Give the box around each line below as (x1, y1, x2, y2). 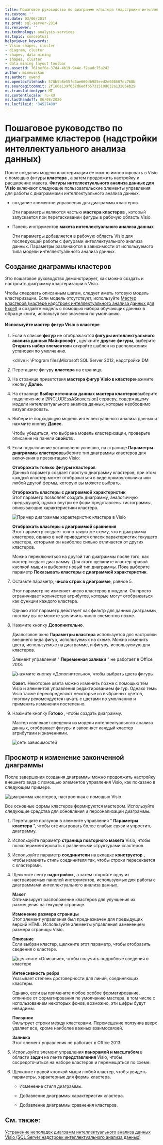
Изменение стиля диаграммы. (19, 1083, 83, 1089)
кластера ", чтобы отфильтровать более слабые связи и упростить (12, 823, 152, 829)
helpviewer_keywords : (5, 39, 49, 44)
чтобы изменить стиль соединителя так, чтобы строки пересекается (12, 857, 155, 863)
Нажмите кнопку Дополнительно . (12, 622, 84, 628)
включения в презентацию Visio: (12, 455, 80, 461)
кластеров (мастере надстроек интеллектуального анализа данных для (5, 300, 154, 306)
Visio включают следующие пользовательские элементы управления (5, 185, 151, 191)
